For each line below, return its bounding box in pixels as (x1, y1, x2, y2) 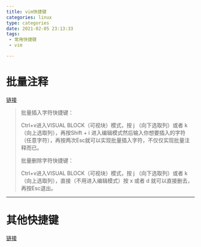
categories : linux (6, 14, 52, 20)
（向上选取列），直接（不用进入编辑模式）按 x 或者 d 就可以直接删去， (20, 177, 193, 184)
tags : (6, 31, 20, 37)
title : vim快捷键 (6, 8, 47, 15)
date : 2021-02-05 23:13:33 (6, 25, 74, 32)
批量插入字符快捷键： (20, 109, 74, 116)
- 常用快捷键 (8, 37, 37, 43)
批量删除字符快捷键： (20, 156, 74, 164)
